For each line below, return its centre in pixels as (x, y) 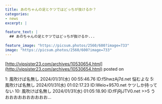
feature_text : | (21, 32)
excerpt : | (16, 23)
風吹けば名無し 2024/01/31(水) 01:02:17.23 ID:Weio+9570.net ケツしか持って (81, 85)
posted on (114, 69)
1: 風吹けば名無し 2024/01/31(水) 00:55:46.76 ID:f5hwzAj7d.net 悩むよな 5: (80, 79)
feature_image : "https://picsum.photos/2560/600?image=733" (67, 45)
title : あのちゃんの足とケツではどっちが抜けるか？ (51, 9)
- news (12, 18)
